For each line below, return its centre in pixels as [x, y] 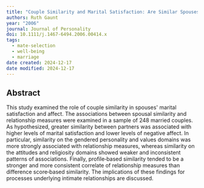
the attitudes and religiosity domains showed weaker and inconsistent [93, 153]
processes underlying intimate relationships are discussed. [80, 178]
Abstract [23, 92]
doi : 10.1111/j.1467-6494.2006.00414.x [57, 35]
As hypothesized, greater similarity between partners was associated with [99, 127]
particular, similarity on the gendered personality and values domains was [99, 139]
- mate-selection [34, 46]
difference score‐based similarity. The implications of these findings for [96, 172]
